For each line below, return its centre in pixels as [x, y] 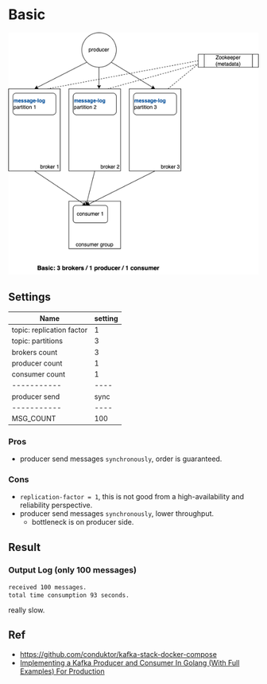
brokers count [35, 352]
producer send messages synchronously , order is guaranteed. [121, 459]
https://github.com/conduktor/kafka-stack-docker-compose [118, 654]
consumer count [39, 374]
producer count [37, 363]
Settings [30, 297]
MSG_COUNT [34, 419]
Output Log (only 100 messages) [73, 569]
